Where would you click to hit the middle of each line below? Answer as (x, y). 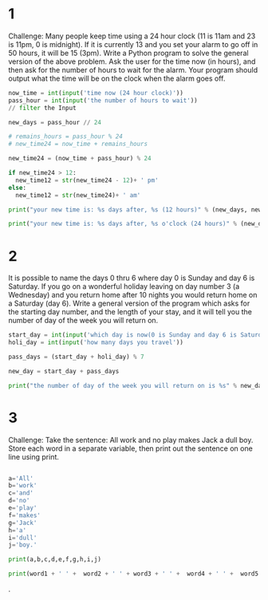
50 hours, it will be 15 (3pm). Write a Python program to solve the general (128, 53)
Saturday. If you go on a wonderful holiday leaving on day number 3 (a (124, 286)
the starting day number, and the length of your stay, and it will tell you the (130, 312)
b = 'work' (23, 486)
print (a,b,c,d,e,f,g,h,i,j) (55, 559)
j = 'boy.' (23, 545)
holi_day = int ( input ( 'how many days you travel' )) (96, 343)
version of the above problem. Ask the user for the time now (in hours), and (132, 61)
